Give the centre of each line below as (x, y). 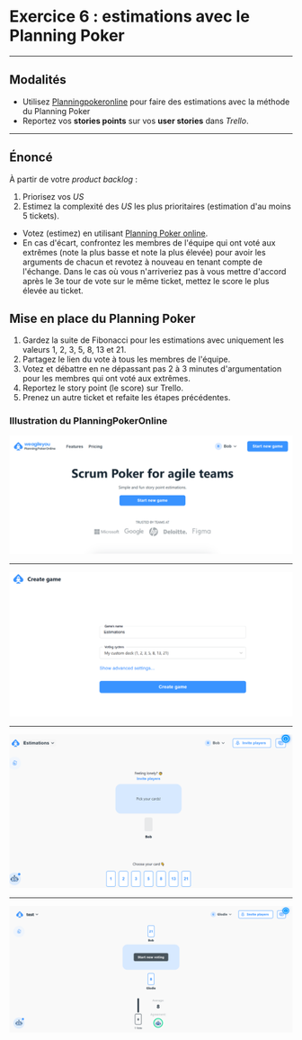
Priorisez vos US (53, 196)
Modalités (38, 80)
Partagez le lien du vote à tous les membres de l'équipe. (126, 359)
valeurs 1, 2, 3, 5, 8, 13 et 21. (74, 350)
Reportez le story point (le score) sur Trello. (103, 388)
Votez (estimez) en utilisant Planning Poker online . (115, 233)
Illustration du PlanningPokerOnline (89, 421)
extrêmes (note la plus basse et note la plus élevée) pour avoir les (144, 252)
